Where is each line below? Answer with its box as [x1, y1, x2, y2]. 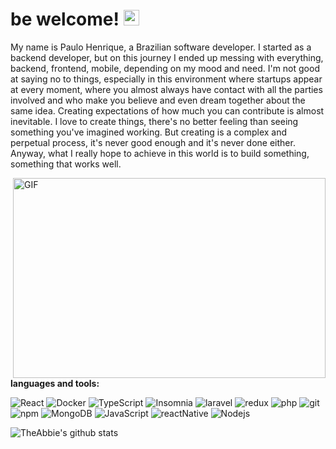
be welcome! [10, 8, 120, 31]
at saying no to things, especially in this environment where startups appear [10, 73, 323, 85]
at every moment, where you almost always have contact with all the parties [10, 83, 323, 95]
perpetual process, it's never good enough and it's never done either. [10, 136, 296, 148]
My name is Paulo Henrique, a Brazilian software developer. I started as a [10, 41, 312, 53]
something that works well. [10, 158, 122, 170]
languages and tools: [10, 377, 100, 389]
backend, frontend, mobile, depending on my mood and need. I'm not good [10, 62, 320, 74]
